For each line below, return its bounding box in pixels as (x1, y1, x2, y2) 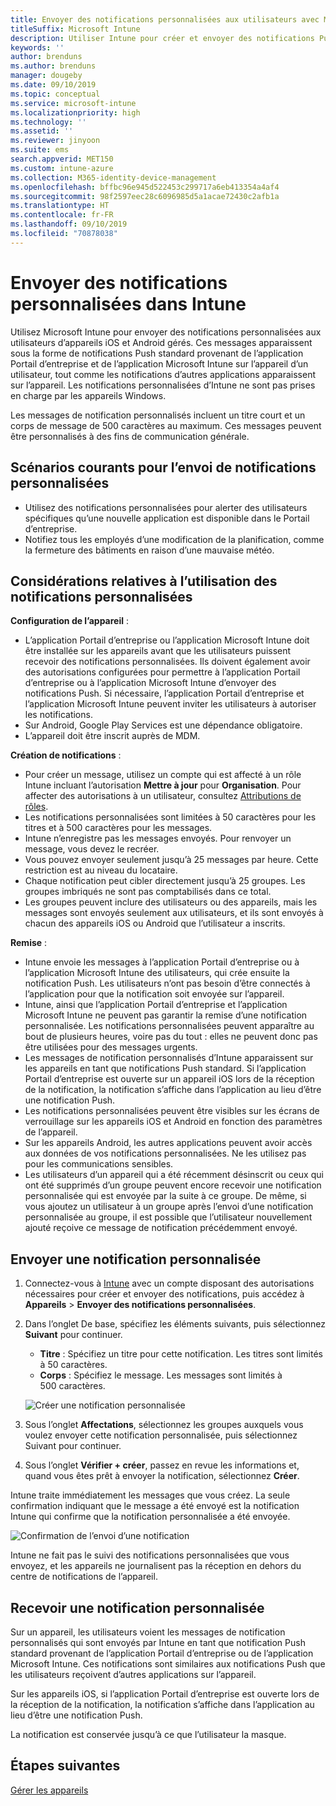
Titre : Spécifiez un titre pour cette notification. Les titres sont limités (39, 1348, 323, 1360)
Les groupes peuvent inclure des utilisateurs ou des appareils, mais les (24, 896, 318, 908)
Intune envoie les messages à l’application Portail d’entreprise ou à (24, 956, 300, 968)
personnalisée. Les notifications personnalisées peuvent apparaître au (24, 1020, 315, 1032)
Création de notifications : (10, 749, 122, 761)
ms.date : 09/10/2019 (10, 80, 97, 90)
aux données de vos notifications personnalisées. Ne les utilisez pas (24, 1147, 307, 1160)
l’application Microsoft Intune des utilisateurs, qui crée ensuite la (24, 967, 290, 979)
